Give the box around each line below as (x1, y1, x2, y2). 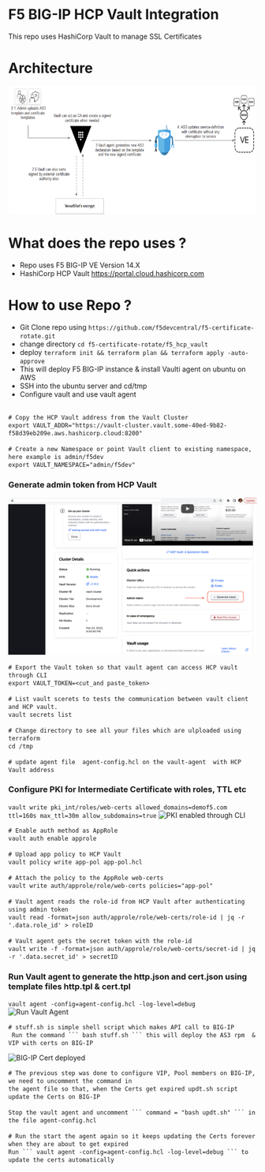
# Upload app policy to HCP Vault (8, 850, 122, 858)
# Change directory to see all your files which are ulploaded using (8, 726, 242, 734)
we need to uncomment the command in (8, 1077, 132, 1085)
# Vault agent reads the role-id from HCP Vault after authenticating (8, 898, 245, 905)
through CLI (8, 671, 47, 679)
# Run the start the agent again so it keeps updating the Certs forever (8, 1133, 256, 1140)
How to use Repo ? (8, 297, 132, 315)
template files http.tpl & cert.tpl (8, 980, 132, 991)
